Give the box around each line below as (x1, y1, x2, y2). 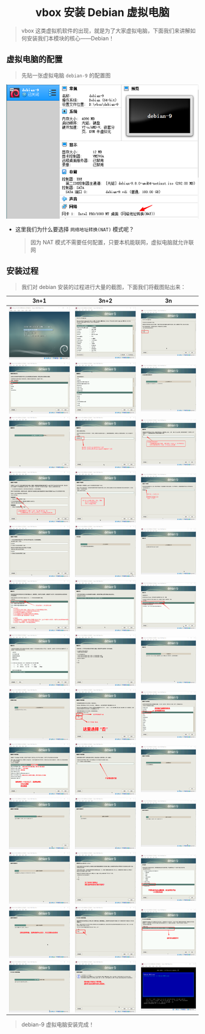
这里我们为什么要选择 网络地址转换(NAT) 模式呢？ (15, 226, 134, 233)
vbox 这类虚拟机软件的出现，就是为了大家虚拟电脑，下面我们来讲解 (21, 27, 190, 34)
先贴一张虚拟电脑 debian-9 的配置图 (21, 71, 111, 79)
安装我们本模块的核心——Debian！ (26, 34, 115, 42)
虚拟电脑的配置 (6, 54, 63, 65)
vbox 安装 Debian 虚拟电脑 (35, 5, 170, 20)
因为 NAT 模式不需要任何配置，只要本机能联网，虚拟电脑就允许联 (30, 238, 194, 246)
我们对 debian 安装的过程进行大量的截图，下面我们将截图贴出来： (21, 283, 186, 290)
